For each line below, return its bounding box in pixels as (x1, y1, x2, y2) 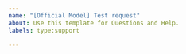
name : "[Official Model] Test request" (8, 11, 141, 20)
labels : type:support (8, 26, 80, 34)
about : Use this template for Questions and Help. (8, 19, 180, 27)
